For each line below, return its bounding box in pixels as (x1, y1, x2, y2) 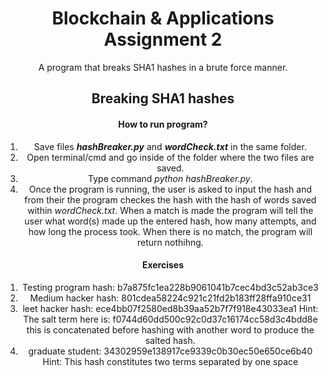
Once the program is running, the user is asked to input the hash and (28, 183, 312, 195)
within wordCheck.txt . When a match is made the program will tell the (27, 204, 314, 216)
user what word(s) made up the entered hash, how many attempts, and (24, 215, 317, 227)
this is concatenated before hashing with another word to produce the (26, 323, 315, 336)
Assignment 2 (103, 28, 223, 51)
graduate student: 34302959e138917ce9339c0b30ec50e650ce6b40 (28, 345, 313, 357)
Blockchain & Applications (51, 7, 275, 30)
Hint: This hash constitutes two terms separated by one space (42, 355, 299, 367)
